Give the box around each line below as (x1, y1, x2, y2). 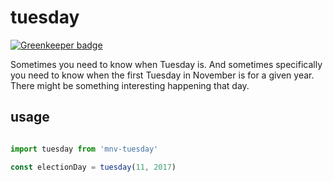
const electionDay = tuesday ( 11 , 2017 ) (10, 162, 177, 172)
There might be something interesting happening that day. (10, 79, 250, 91)
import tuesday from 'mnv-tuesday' (10, 144, 159, 154)
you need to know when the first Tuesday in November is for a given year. (10, 69, 315, 81)
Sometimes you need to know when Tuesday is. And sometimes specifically (10, 58, 323, 70)
